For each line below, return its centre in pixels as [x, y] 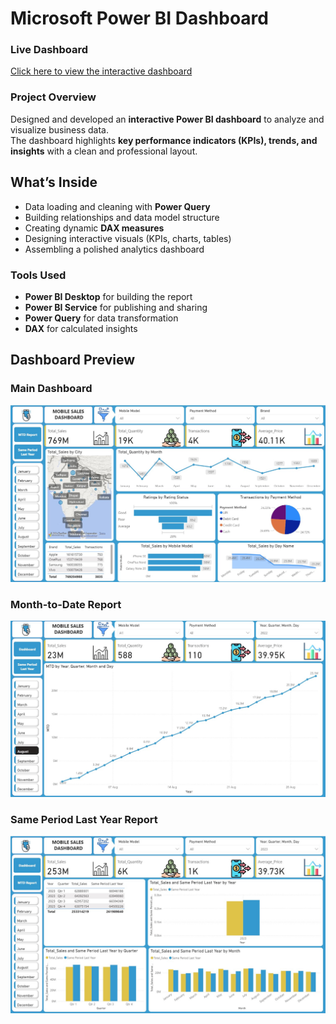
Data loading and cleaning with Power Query [117, 206]
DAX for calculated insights [81, 328]
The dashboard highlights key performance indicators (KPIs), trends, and [164, 140]
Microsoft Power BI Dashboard [139, 18]
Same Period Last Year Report [84, 819]
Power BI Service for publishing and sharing [116, 307]
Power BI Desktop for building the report [108, 296]
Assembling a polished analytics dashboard [114, 249]
